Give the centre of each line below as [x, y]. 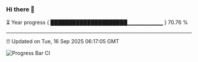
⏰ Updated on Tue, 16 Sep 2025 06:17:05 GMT [63, 42]
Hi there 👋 [21, 9]
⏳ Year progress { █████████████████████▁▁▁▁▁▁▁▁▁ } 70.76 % [97, 22]
